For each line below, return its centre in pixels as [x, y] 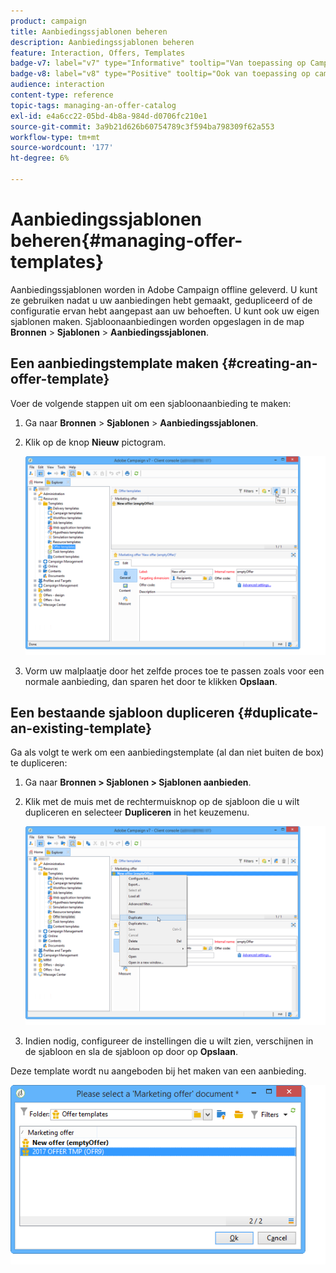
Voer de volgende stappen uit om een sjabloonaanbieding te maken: [151, 403]
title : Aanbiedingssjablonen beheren [89, 31]
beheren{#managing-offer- [126, 241]
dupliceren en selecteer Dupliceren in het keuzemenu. [137, 812]
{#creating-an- [269, 363]
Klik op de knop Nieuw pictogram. [95, 442]
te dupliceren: [39, 763]
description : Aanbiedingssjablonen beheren [102, 42]
